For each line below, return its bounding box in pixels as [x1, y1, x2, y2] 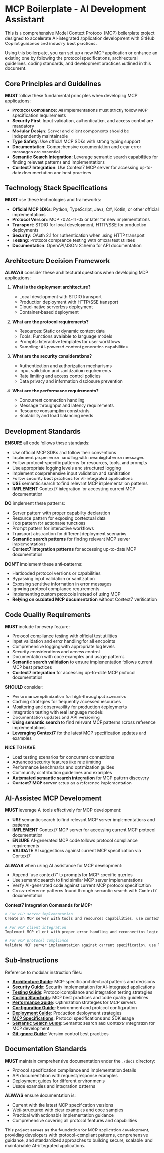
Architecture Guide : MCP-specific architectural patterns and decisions [12, 979, 155, 984]
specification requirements [12, 112, 66, 118]
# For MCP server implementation [5, 912, 73, 916]
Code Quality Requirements [5, 610, 91, 619]
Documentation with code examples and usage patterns [12, 654, 125, 659]
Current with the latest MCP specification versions [12, 1102, 114, 1108]
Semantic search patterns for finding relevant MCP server [12, 536, 130, 542]
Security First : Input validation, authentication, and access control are [12, 117, 153, 123]
